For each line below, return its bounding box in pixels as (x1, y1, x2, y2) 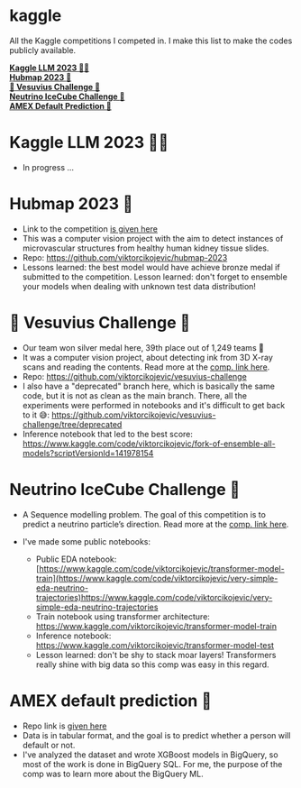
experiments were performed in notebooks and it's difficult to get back (22, 399, 286, 410)
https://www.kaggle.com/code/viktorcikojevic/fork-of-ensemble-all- (22, 438, 277, 449)
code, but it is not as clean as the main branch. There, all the (22, 389, 248, 401)
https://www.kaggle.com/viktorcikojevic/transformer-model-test (35, 639, 275, 650)
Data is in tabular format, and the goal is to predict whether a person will (22, 729, 291, 740)
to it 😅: (22, 409, 50, 420)
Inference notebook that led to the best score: (22, 428, 194, 439)
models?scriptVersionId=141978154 (22, 447, 154, 458)
